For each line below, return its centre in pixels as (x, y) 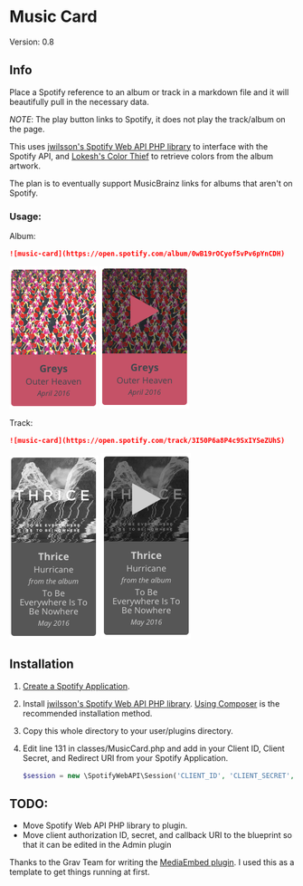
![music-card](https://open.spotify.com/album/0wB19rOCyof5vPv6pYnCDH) (147, 254)
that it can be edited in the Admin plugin (97, 845)
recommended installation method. (87, 713)
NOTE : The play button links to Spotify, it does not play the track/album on (148, 119)
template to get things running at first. (80, 872)
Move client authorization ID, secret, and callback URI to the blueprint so (157, 835)
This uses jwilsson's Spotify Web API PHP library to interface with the (139, 146)
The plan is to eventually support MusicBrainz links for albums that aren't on (151, 183)
